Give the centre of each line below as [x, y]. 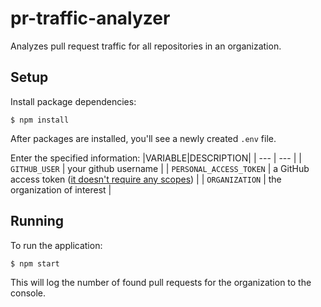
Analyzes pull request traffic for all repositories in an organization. [146, 46]
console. [28, 293]
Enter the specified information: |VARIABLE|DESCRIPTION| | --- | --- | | [156, 158]
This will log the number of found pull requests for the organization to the [161, 282]
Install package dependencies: [73, 101]
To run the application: [56, 245]
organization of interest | [61, 189]
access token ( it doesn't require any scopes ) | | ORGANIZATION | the [146, 179]
